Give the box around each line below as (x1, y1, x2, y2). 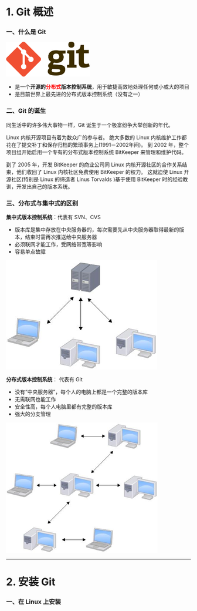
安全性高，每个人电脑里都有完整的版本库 (14, 403, 113, 410)
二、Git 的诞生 (6, 107, 46, 115)
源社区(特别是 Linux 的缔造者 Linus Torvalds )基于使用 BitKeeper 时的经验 (6, 176, 183, 183)
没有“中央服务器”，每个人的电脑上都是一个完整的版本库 (14, 388, 148, 395)
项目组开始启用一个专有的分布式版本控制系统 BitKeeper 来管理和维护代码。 (6, 148, 187, 156)
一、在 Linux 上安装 (6, 597, 62, 606)
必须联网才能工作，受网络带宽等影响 (14, 241, 103, 248)
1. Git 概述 (6, 5, 54, 19)
